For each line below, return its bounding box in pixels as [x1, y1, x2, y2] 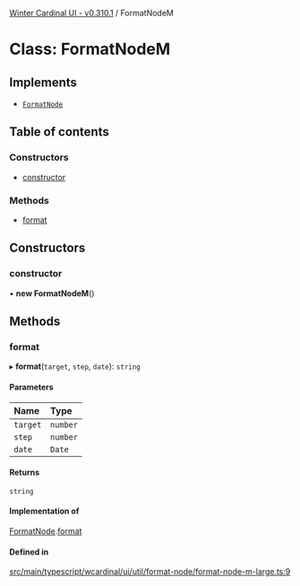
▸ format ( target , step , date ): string [9, 361, 141, 372]
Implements [9, 74, 78, 90]
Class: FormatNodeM [9, 39, 171, 59]
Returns [9, 467, 40, 478]
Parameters [9, 381, 54, 392]
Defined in [9, 547, 49, 557]
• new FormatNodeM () [9, 287, 95, 299]
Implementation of [9, 506, 80, 517]
